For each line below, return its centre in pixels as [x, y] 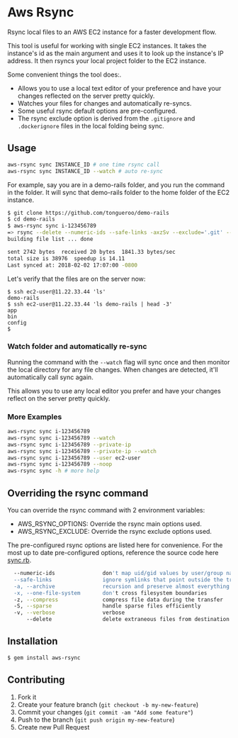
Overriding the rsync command [78, 493]
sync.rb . [19, 560]
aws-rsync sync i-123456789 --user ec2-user [74, 458]
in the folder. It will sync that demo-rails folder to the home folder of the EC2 [119, 192]
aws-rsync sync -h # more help [53, 471]
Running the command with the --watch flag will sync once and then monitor [119, 362]
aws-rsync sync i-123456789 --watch [61, 438]
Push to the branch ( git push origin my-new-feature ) [96, 720]
